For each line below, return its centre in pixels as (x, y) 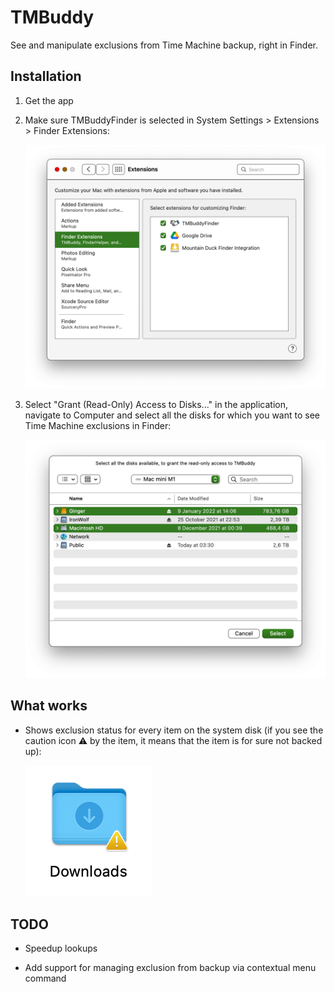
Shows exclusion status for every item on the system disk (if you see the (174, 730)
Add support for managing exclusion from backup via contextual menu (170, 968)
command (45, 978)
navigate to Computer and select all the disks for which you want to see (172, 415)
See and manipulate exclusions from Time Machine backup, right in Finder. (164, 45)
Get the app (49, 100)
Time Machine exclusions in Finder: (98, 425)
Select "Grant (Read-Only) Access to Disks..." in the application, (156, 404)
